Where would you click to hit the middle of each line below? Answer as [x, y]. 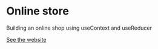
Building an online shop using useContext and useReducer [79, 28]
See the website [26, 39]
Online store [38, 11]
